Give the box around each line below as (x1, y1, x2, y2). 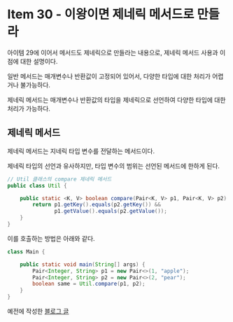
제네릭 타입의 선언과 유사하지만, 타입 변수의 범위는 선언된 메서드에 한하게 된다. (7, 162, 220, 170)
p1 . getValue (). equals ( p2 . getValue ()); (54, 208, 168, 215)
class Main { (7, 248, 45, 255)
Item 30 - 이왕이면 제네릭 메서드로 (7, 6, 195, 22)
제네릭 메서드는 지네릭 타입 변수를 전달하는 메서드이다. (7, 146, 155, 155)
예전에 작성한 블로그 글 (7, 307, 69, 315)
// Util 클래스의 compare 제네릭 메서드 (7, 176, 112, 183)
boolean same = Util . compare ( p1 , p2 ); (32, 281, 146, 288)
